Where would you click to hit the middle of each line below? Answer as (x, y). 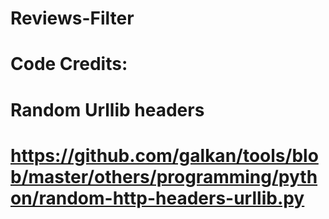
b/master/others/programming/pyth (164, 176)
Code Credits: (69, 64)
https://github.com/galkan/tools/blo (164, 155)
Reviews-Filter (72, 18)
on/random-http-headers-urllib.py (157, 198)
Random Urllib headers (107, 109)
